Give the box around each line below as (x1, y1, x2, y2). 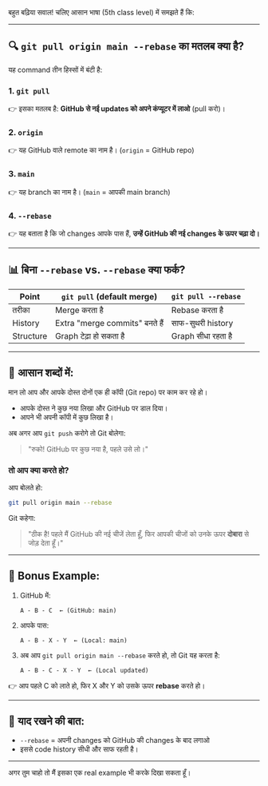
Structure (12, 330, 48, 341)
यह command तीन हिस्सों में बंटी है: (8, 65, 103, 74)
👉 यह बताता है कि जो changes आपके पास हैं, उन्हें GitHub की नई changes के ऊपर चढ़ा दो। (8, 228, 260, 238)
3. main (8, 169, 35, 180)
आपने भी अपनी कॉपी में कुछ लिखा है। (19, 412, 114, 422)
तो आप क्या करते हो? (8, 464, 69, 475)
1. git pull (8, 85, 50, 96)
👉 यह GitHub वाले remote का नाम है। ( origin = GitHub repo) (8, 145, 195, 155)
